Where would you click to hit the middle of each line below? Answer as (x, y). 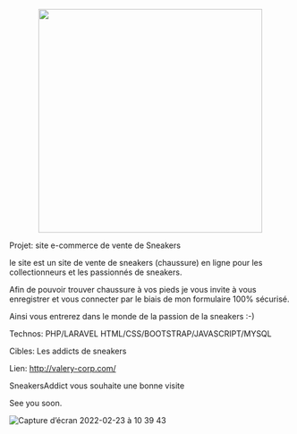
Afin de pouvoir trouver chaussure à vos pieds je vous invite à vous (133, 289)
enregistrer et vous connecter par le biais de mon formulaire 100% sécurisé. (149, 299)
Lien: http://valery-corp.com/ (63, 368)
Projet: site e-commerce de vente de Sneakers (95, 245)
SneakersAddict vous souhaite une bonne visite (97, 386)
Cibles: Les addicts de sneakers (68, 351)
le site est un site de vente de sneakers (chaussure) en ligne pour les (136, 263)
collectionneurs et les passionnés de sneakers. (96, 272)
